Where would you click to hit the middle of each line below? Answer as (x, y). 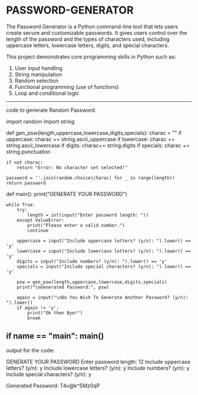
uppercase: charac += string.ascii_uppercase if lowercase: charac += (90, 139)
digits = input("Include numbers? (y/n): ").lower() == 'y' (92, 261)
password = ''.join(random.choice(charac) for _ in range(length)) (91, 178)
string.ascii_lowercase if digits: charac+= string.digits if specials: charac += (98, 145)
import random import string (40, 121)
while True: (21, 205)
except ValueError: (41, 220)
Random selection (37, 81)
